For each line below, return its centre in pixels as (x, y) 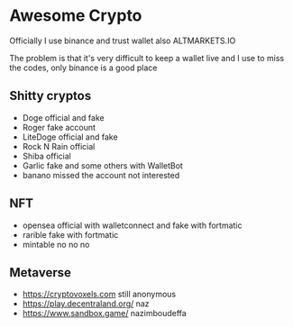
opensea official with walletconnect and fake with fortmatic (132, 225)
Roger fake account (59, 127)
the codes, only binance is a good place (83, 68)
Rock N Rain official (59, 146)
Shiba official (47, 156)
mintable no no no (56, 244)
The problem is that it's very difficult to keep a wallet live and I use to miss (147, 58)
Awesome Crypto (76, 16)
